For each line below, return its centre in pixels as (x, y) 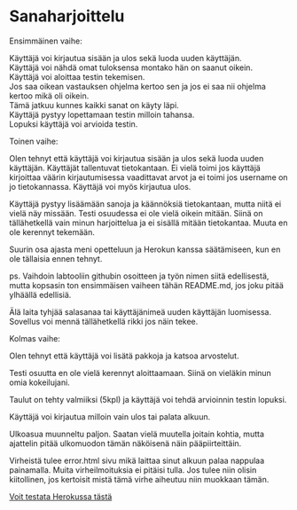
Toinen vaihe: (34, 141)
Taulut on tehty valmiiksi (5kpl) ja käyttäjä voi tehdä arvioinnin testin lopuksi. (148, 399)
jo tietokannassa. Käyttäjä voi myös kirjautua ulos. (100, 186)
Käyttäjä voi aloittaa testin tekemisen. (77, 76)
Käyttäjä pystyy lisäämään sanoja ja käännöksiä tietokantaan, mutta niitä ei (145, 204)
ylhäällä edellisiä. (40, 294)
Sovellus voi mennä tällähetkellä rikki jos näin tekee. (104, 321)
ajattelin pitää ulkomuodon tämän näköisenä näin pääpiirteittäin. (125, 443)
